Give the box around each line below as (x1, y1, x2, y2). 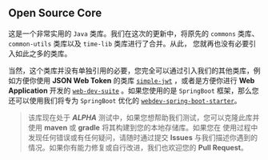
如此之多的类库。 (14, 48, 72, 58)
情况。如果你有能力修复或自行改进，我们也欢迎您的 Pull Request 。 (27, 142, 248, 152)
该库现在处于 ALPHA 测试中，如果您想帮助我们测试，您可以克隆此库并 (27, 112, 260, 122)
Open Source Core (8, 6, 102, 20)
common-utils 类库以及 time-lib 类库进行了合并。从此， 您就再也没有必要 (8, 38, 250, 48)
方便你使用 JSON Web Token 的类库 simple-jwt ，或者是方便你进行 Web (14, 75, 255, 85)
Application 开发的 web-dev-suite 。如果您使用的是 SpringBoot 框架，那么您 (8, 86, 259, 95)
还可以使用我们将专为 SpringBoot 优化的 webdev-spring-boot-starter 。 (8, 95, 242, 105)
